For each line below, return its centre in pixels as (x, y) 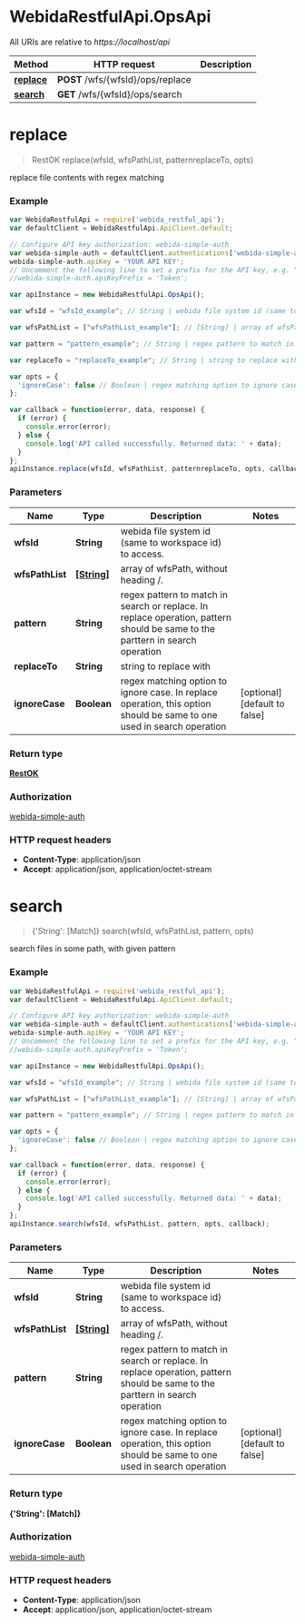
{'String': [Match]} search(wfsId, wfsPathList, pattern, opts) (143, 931)
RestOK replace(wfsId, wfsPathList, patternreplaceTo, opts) (143, 160)
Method (31, 64)
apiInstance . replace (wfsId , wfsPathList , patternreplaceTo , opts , (138, 469)
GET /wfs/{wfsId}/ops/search (120, 94)
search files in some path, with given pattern (93, 949)
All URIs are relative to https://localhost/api (90, 42)
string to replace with (166, 666)
